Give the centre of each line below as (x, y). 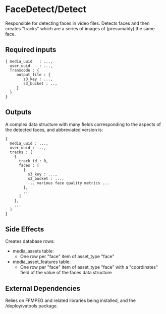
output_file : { (34, 75)
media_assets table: (33, 251)
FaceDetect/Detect (46, 9)
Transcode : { (24, 70)
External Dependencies (43, 288)
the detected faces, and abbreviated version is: (54, 130)
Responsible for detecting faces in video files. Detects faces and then (77, 23)
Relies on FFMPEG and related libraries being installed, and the (71, 300)
